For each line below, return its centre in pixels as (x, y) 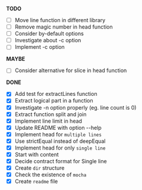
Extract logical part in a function (54, 101)
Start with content (37, 154)
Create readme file (36, 182)
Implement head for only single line (60, 148)
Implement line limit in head (48, 121)
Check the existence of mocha (51, 175)
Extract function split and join (51, 114)
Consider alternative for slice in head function (71, 70)
